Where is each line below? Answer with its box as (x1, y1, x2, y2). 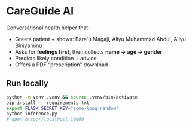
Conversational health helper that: (6, 24, 90, 31)
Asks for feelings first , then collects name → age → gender (14, 48, 163, 55)
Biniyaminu (14, 42, 42, 49)
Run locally (6, 78, 49, 89)
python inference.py (6, 111, 58, 117)
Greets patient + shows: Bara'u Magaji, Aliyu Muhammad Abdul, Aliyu (14, 35, 187, 42)
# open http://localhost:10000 (6, 117, 84, 123)
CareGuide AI (6, 4, 74, 18)
